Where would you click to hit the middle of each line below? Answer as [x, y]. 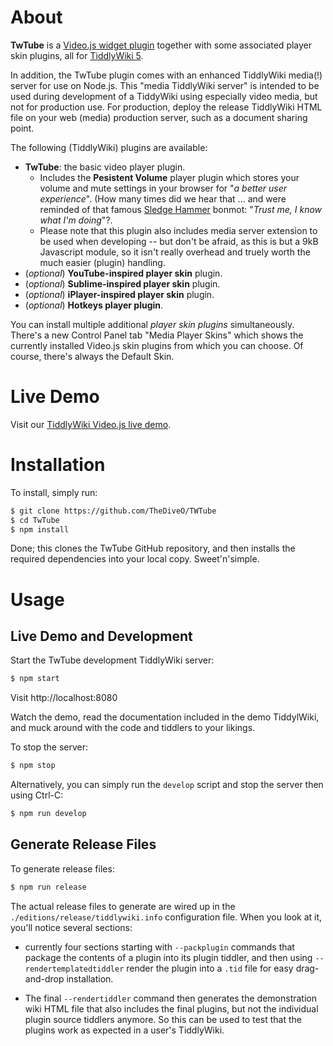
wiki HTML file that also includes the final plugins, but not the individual [171, 1008]
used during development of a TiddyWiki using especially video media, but [164, 96]
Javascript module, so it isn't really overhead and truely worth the [175, 252]
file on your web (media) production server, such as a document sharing [159, 117]
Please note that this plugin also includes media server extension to [178, 230]
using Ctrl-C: [37, 795]
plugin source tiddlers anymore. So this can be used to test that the [163, 1019]
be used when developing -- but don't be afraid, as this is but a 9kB [179, 241]
